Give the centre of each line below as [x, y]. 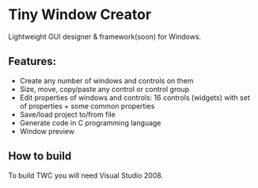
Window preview [47, 131]
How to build [40, 156]
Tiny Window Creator [80, 15]
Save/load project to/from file [68, 114]
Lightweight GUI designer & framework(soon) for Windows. [105, 36]
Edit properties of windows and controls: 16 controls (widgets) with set [135, 98]
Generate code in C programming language [90, 123]
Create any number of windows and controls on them [106, 80]
